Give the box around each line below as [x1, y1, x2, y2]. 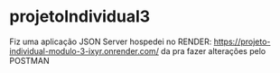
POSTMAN [9, 55, 50, 66]
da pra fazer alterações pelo [161, 45, 266, 56]
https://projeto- [213, 36, 271, 47]
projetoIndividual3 [9, 6, 151, 27]
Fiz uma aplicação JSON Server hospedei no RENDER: [9, 36, 212, 47]
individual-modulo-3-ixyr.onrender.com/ [9, 45, 160, 56]
